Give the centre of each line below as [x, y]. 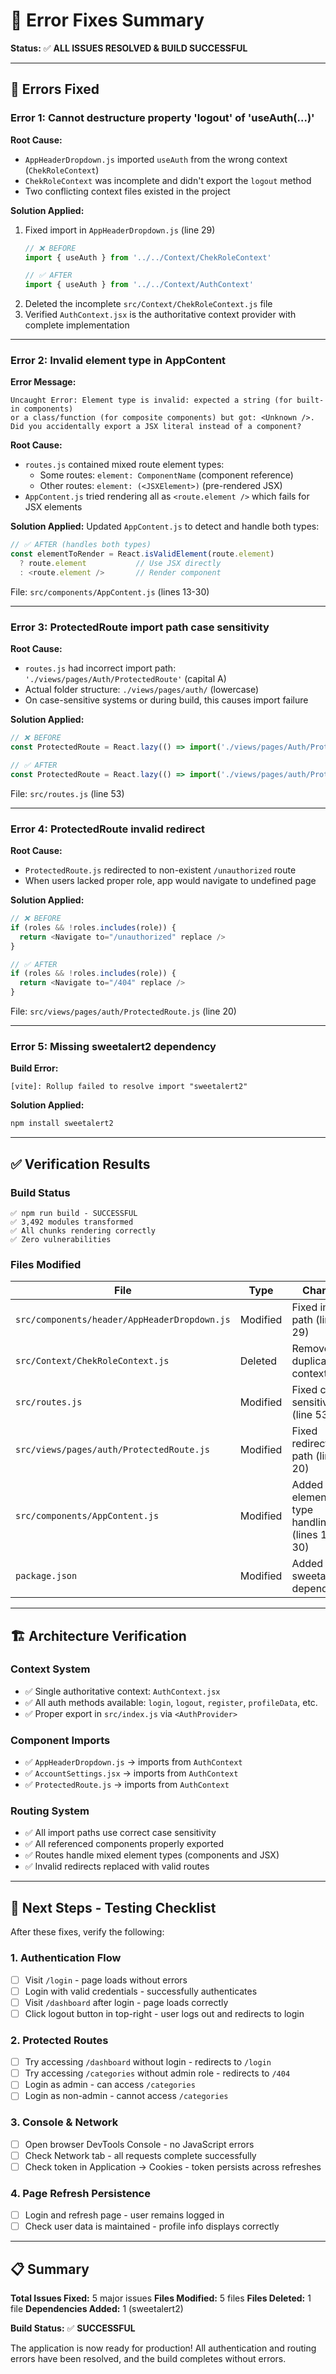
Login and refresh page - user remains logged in [124, 2215]
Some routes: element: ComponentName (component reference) [166, 475]
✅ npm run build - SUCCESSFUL [74, 1213]
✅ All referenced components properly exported [124, 1844]
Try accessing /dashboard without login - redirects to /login [148, 2062]
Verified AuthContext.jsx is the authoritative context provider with [160, 315]
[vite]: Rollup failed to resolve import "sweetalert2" [129, 1087]
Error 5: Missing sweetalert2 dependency [113, 1046]
